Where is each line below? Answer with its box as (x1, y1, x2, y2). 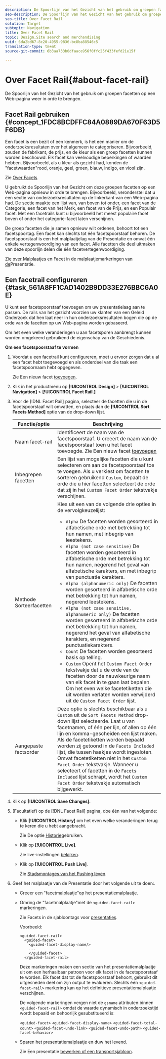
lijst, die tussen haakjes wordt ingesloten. (57, 749, 153, 756)
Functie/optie (17, 421, 50, 428)
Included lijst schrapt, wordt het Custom (57, 774, 147, 781)
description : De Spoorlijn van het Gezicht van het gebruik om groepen (5, 7, 156, 12)
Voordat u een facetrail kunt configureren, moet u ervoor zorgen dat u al (12, 354, 160, 360)
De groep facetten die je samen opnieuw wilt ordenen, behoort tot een (5, 226, 148, 231)
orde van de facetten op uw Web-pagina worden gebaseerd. (5, 320, 128, 326)
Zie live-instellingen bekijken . (19, 852, 79, 858)
